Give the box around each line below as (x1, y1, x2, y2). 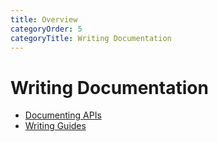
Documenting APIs (24, 109, 102, 121)
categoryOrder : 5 (10, 24, 83, 34)
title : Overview (10, 14, 78, 25)
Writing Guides (24, 120, 87, 132)
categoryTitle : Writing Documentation (10, 33, 172, 43)
